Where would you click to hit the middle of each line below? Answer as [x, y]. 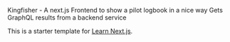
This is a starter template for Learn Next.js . [70, 31]
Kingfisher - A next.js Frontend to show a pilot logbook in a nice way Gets [115, 10]
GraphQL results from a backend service [67, 17]
